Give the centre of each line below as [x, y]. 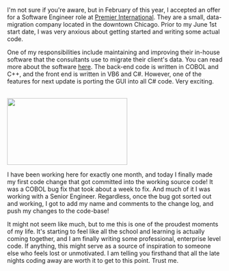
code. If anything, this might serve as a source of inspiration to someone [109, 246]
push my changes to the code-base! [58, 211]
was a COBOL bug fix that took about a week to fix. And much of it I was [109, 189]
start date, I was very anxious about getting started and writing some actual [113, 31]
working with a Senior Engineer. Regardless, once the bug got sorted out [109, 196]
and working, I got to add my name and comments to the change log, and [110, 204]
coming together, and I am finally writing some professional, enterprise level [114, 238]
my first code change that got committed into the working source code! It [110, 182]
